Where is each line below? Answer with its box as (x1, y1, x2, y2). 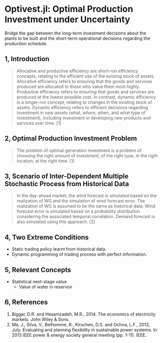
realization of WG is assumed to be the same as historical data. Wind (16, 203, 156, 209)
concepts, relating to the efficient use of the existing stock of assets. (16, 73, 155, 79)
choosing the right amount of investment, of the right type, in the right (16, 152, 158, 158)
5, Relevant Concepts (4, 265, 71, 274)
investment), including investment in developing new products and (16, 114, 151, 121)
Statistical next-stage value (11, 279, 67, 285)
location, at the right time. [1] (16, 158, 74, 164)
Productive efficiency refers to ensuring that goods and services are (16, 88, 155, 94)
